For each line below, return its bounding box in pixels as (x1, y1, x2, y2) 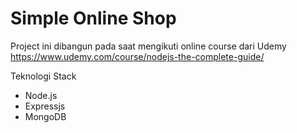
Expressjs (24, 100, 66, 112)
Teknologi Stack (10, 70, 77, 82)
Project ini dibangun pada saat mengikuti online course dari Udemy (10, 40, 287, 52)
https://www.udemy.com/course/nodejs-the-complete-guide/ (10, 50, 265, 62)
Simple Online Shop (10, 7, 177, 30)
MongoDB (24, 110, 67, 122)
